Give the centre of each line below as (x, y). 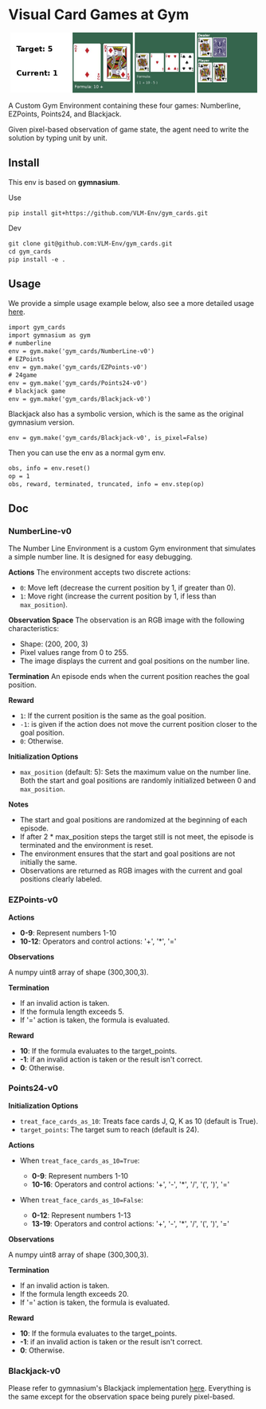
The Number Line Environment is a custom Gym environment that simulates (132, 548)
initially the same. (49, 862)
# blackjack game (37, 391)
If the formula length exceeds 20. (74, 1293)
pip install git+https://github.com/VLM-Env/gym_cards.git (108, 213)
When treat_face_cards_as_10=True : (80, 1160)
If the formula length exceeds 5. (72, 1011)
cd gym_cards (30, 251)
